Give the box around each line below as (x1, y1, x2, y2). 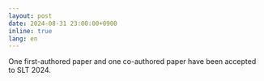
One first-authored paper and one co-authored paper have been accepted (8, 57, 257, 66)
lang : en (8, 34, 38, 43)
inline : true (8, 27, 53, 35)
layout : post (8, 11, 53, 20)
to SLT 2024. (8, 66, 51, 75)
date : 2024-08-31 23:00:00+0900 (8, 19, 117, 28)
